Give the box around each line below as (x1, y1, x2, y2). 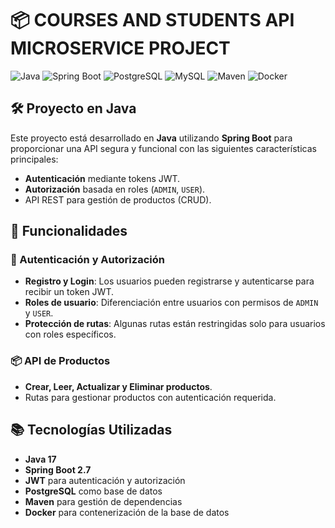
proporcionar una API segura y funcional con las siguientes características (10, 142, 317, 154)
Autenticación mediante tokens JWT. (24, 172, 181, 184)
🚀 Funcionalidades (10, 223, 128, 240)
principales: (10, 153, 59, 165)
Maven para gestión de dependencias (24, 495, 183, 507)
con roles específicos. (24, 328, 117, 341)
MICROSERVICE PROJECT (10, 37, 231, 60)
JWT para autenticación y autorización (24, 474, 186, 486)
